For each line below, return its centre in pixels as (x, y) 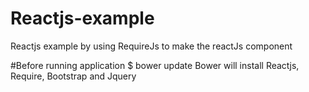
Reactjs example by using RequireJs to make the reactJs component (151, 46)
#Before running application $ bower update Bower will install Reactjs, (155, 65)
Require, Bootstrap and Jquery (73, 76)
